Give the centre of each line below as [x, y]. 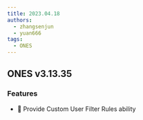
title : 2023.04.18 [34, 14]
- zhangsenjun [34, 26]
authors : [20, 20]
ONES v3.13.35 [40, 74]
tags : [15, 40]
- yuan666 [27, 33]
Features [22, 94]
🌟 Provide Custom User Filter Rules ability [76, 109]
